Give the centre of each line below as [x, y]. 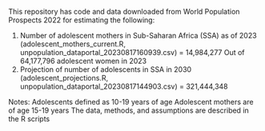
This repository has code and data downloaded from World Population [124, 12]
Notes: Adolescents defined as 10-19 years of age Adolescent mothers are [131, 102]
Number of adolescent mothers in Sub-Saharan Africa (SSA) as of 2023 [139, 36]
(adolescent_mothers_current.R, [73, 44]
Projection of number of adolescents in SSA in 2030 [106, 69]
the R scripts [29, 119]
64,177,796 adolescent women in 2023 [83, 61]
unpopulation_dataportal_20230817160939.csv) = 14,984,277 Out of [132, 52]
